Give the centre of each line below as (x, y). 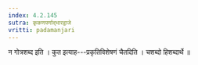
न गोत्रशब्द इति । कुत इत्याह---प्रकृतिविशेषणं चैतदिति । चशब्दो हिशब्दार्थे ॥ (99, 52)
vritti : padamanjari (42, 30)
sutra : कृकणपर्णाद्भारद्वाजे (40, 23)
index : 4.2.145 (33, 15)
